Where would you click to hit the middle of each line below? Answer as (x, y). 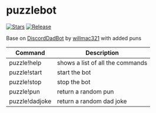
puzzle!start (26, 72)
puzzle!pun (24, 91)
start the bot (74, 72)
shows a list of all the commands (102, 63)
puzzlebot (31, 10)
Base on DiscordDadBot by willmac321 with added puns (74, 38)
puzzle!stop (25, 82)
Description (102, 53)
